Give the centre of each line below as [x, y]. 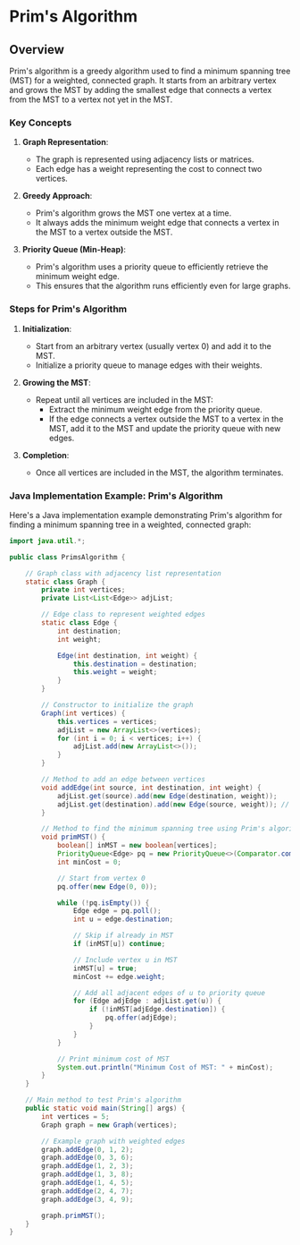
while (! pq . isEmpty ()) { [103, 903]
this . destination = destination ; [135, 664]
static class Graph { [65, 582]
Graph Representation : [65, 142]
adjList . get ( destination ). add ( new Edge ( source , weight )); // [173, 804]
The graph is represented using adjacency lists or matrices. [145, 159]
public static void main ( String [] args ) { [105, 1109]
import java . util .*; [48, 541]
